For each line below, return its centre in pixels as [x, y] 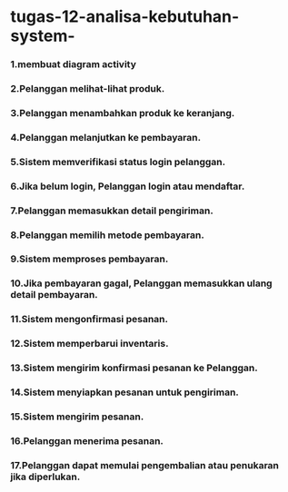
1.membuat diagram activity [74, 64]
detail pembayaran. [54, 295]
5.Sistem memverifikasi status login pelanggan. [118, 162]
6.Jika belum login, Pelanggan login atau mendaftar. [128, 186]
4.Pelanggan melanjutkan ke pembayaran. [106, 137]
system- [43, 36]
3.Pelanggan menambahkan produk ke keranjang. [123, 113]
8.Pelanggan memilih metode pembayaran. [108, 235]
